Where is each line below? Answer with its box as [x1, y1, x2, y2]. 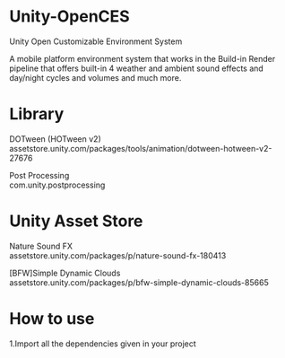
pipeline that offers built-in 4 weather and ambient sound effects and [9, 63, 264, 74]
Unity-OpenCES [9, 6, 130, 27]
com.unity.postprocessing [9, 179, 106, 190]
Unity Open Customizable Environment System [9, 36, 183, 47]
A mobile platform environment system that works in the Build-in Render [9, 53, 276, 64]
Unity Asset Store [9, 211, 143, 231]
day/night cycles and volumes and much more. [9, 72, 182, 83]
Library [9, 104, 65, 125]
